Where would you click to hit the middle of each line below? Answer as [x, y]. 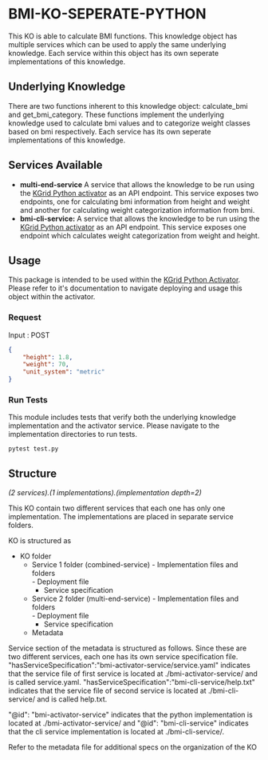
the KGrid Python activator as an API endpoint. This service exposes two [139, 193]
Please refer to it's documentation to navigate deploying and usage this [125, 288]
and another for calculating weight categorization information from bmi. [137, 210]
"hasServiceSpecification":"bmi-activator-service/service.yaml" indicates [130, 666]
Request [25, 318]
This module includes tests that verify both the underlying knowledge [122, 418]
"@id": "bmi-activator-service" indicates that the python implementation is [130, 715]
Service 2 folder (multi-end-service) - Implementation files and [135, 599]
